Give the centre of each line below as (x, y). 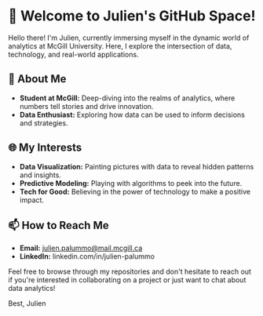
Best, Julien (27, 303)
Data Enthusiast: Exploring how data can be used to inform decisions (132, 114)
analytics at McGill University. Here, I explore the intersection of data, (120, 45)
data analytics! (32, 289)
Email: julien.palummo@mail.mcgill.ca (81, 248)
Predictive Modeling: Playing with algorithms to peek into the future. (131, 183)
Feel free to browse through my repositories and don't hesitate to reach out (130, 272)
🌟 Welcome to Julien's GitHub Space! (132, 16)
